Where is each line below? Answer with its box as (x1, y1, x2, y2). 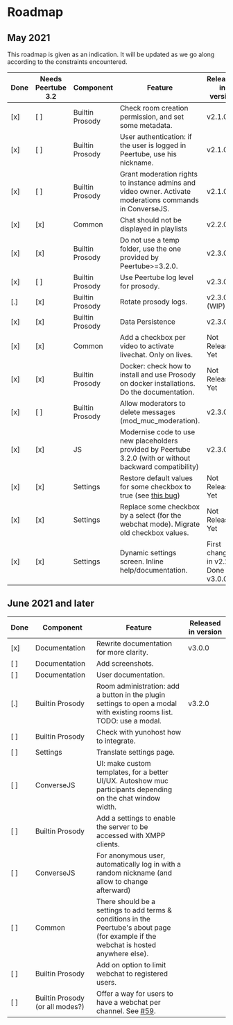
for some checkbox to (119, 482, 191, 491)
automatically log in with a (96, 859, 182, 869)
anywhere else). (96, 949, 149, 958)
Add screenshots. (96, 658, 154, 668)
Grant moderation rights (119, 170, 198, 179)
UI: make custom (96, 758, 151, 768)
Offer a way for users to (96, 988, 173, 998)
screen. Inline (119, 557, 164, 566)
